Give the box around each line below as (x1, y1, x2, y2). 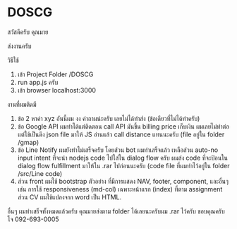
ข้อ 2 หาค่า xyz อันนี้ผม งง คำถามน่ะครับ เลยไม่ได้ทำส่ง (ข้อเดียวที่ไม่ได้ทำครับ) (17, 114, 200, 122)
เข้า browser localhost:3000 (17, 86, 97, 94)
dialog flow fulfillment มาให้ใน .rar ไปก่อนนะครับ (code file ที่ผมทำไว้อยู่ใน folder (17, 161, 231, 170)
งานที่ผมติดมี (7, 100, 37, 108)
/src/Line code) (17, 169, 63, 177)
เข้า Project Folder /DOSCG (17, 70, 94, 78)
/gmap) (17, 138, 39, 146)
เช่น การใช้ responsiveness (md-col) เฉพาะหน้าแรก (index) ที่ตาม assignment (17, 184, 223, 193)
